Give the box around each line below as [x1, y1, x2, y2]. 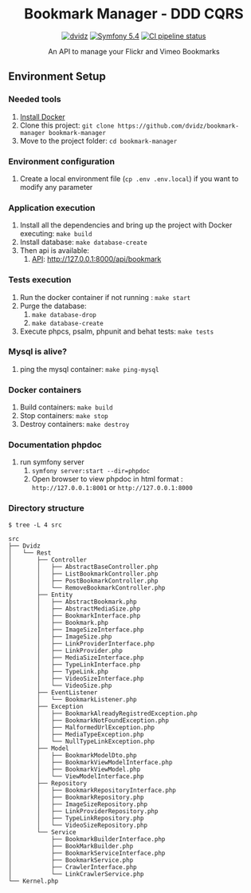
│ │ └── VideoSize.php [8, 682, 112, 690]
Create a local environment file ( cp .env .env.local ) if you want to [19, 173, 239, 184]
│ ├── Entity [8, 591, 73, 599]
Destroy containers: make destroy [19, 420, 130, 429]
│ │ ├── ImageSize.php [8, 632, 112, 641]
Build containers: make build [19, 402, 113, 412]
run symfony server [19, 457, 85, 467]
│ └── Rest [8, 548, 52, 557]
